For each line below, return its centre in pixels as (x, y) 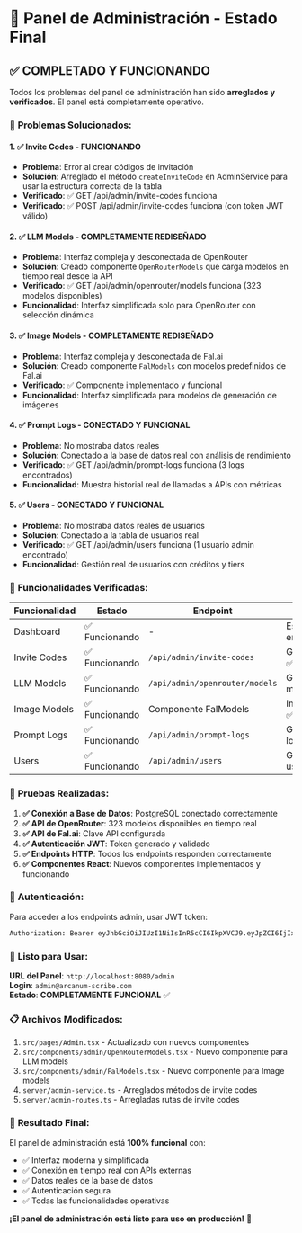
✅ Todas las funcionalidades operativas (96, 1201)
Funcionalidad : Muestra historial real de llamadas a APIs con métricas (152, 484)
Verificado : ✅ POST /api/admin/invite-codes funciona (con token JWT (153, 206)
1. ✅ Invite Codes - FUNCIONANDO (75, 147)
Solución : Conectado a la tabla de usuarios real (111, 535)
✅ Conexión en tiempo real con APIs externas (107, 1170)
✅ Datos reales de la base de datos (88, 1180)
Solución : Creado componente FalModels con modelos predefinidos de (154, 366)
